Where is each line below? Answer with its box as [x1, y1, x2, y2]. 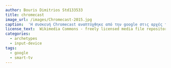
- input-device [10, 41, 42, 46]
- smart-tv [10, 55, 33, 60]
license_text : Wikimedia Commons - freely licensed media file [5, 27, 145, 32]
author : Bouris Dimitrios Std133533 [5, 7, 83, 13]
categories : [5, 31, 31, 36]
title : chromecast [5, 12, 44, 17]
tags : [5, 46, 17, 51]
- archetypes [10, 36, 38, 41]
